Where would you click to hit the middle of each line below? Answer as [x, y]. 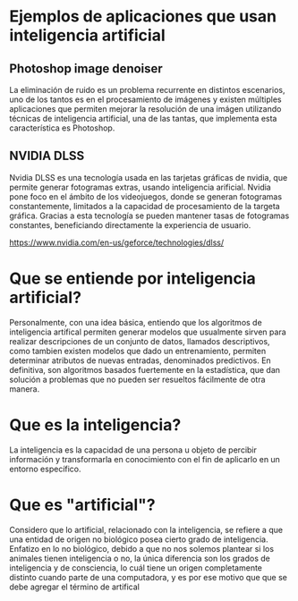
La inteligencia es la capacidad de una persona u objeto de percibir [133, 450]
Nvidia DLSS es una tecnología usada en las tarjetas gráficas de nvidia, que [149, 177]
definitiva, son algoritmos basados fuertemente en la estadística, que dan [145, 369]
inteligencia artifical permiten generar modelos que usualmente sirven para [148, 332]
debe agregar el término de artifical [75, 587]
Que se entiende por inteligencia [133, 278]
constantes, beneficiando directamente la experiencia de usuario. [130, 224]
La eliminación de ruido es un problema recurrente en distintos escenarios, [147, 90]
